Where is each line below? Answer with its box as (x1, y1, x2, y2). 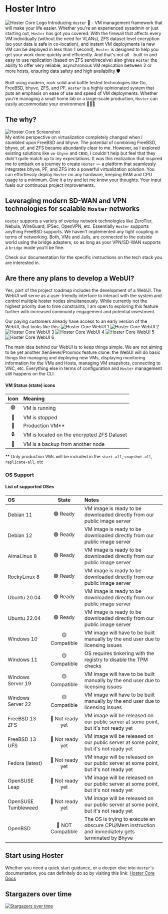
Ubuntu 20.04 (7, 594, 41, 601)
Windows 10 (7, 635, 37, 642)
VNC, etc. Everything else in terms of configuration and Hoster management (5, 365, 162, 371)
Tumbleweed (7, 804, 38, 811)
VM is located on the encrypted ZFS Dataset (23, 431, 127, 438)
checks (84, 662, 101, 669)
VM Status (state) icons (5, 382, 55, 388)
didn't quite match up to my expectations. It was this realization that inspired (5, 155, 162, 161)
